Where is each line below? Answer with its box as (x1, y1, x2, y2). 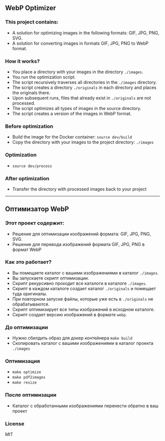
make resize (12, 380, 37, 385)
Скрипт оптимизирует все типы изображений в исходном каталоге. (12, 306, 155, 312)
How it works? (5, 57, 40, 64)
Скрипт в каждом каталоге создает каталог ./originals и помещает (12, 285, 156, 291)
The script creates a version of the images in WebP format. (12, 110, 132, 116)
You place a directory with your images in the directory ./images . (12, 69, 143, 75)
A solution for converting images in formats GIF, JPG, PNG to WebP (12, 40, 149, 46)
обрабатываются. (12, 301, 50, 307)
